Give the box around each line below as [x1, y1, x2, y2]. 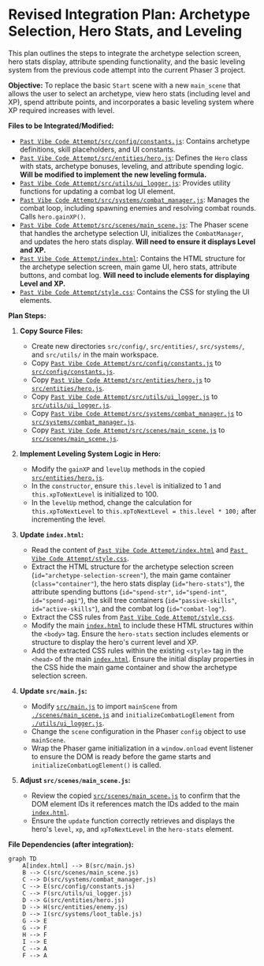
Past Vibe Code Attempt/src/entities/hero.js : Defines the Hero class [19, 152, 248, 163]
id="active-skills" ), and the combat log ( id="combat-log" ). [31, 604, 227, 613]
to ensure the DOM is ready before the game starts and [31, 751, 211, 761]
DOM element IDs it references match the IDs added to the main [31, 799, 240, 808]
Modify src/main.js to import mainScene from [31, 701, 177, 711]
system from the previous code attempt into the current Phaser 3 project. [8, 65, 246, 74]
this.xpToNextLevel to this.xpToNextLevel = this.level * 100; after [31, 506, 257, 515]
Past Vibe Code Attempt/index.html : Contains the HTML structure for [19, 253, 246, 263]
